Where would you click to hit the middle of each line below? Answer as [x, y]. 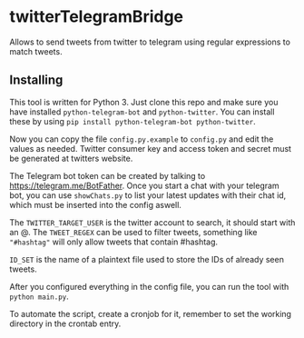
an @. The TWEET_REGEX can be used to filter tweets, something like [133, 232]
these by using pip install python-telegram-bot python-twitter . [132, 121]
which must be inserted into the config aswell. [95, 204]
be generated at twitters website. [71, 158]
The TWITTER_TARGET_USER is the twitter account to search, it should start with [152, 222]
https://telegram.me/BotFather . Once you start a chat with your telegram [144, 185]
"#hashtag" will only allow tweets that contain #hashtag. [114, 242]
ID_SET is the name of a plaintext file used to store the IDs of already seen [147, 259]
